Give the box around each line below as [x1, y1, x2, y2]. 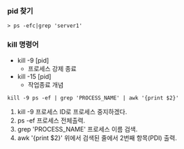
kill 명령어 [7, 40, 39, 49]
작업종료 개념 [27, 80, 64, 88]
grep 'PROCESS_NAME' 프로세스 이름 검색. [17, 125, 138, 133]
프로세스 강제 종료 [27, 64, 77, 72]
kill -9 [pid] [17, 56, 49, 64]
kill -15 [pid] [17, 72, 52, 81]
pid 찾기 [7, 6, 33, 15]
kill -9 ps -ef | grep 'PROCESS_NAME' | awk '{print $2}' [7, 94, 179, 102]
